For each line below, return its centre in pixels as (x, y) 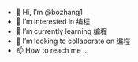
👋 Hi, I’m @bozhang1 (49, 12)
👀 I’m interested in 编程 (53, 21)
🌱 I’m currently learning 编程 (62, 31)
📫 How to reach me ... (52, 50)
